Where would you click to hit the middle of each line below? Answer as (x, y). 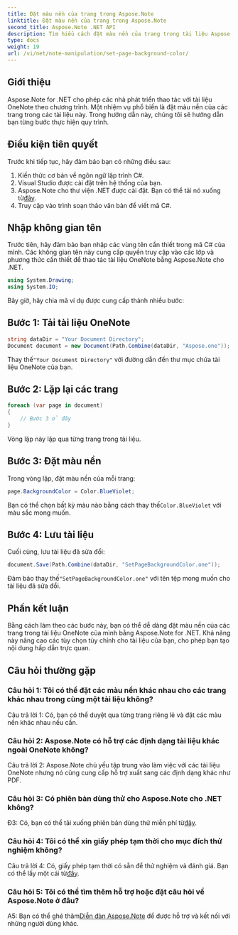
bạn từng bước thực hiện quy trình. (58, 122)
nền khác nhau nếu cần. (43, 722)
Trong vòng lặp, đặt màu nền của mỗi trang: (71, 478)
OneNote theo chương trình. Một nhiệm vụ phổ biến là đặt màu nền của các (118, 106)
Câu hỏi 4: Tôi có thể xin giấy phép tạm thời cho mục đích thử (115, 841)
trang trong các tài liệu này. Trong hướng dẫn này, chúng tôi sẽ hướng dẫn (115, 114)
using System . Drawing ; (41, 280)
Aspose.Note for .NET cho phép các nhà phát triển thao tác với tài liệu (110, 99)
